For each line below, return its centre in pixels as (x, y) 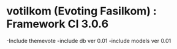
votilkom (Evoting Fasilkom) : (82, 11)
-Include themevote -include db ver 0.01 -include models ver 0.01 (89, 41)
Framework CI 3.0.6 (58, 24)
